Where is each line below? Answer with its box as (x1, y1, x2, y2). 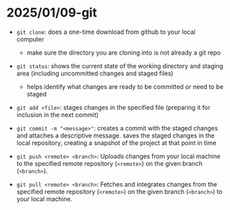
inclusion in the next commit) (16, 111, 99, 119)
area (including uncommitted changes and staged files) (16, 69, 174, 77)
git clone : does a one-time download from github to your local (16, 28, 196, 36)
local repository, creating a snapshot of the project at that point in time (16, 138, 217, 146)
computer (16, 35, 45, 43)
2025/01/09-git (6, 5, 97, 21)
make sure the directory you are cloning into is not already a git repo (26, 48, 221, 57)
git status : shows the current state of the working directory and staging (16, 61, 224, 70)
